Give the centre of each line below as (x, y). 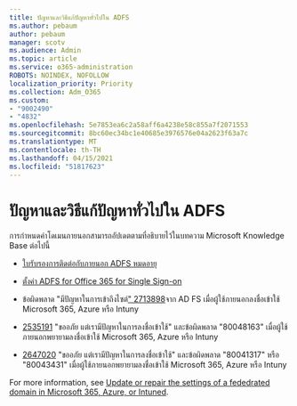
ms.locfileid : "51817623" (57, 166)
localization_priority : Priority (71, 84)
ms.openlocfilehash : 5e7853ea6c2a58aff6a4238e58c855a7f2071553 (129, 126)
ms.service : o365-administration (71, 68)
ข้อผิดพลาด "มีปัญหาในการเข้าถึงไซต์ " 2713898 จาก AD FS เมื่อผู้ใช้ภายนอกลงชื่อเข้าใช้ (151, 299)
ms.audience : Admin (45, 51)
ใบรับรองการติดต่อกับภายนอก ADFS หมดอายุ (89, 264)
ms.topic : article (43, 59)
